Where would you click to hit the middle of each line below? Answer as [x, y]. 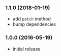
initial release [26, 49]
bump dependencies [34, 24]
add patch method [32, 19]
